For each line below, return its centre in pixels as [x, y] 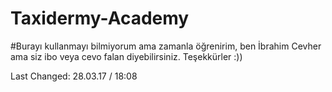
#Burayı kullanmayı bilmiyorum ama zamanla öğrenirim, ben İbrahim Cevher [166, 46]
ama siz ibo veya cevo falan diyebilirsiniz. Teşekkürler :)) [126, 56]
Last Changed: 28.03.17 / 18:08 [74, 76]
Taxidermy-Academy [100, 18]
